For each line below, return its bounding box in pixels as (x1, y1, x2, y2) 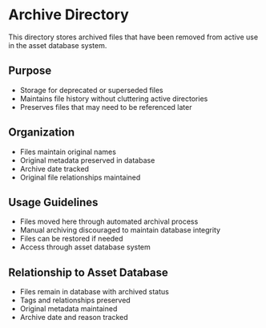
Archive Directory (8, 6, 130, 24)
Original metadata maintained (19, 304, 118, 314)
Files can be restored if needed (19, 234, 123, 244)
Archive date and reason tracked (19, 313, 128, 322)
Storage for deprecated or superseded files (19, 85, 164, 95)
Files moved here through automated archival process (19, 217, 199, 226)
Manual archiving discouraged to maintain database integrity (19, 225, 221, 235)
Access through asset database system (19, 242, 151, 252)
